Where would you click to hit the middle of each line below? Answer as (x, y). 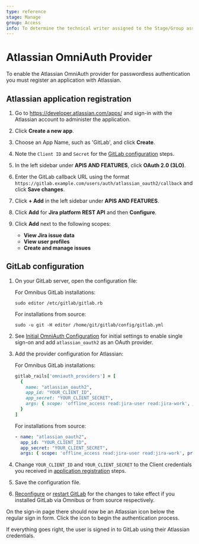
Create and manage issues (57, 248)
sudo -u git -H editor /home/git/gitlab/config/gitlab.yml (89, 325)
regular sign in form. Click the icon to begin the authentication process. (93, 518)
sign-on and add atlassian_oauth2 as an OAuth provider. (84, 342)
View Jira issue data (49, 235)
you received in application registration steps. (70, 471)
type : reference (26, 12)
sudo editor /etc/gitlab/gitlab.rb (59, 303)
